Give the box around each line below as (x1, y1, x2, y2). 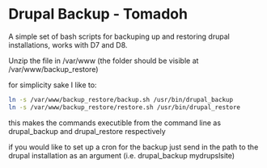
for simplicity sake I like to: (8, 80, 97, 90)
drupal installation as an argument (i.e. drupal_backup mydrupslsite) (8, 150, 235, 160)
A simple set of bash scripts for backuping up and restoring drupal (8, 31, 231, 41)
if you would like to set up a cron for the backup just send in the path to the (8, 142, 259, 152)
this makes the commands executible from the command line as (8, 118, 221, 128)
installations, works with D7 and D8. (8, 40, 128, 49)
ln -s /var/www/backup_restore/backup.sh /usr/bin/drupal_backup (8, 95, 233, 103)
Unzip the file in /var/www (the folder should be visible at (8, 56, 199, 65)
